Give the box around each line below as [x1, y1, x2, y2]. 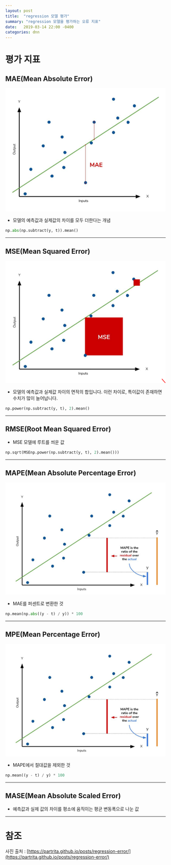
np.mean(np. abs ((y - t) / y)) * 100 [5, 611, 83, 616]
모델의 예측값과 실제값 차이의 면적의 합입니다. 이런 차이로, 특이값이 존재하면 [12, 389, 162, 395]
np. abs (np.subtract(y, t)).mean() [5, 228, 79, 233]
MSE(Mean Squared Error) [5, 247, 91, 256]
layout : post [5, 8, 33, 13]
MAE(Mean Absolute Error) [5, 74, 93, 83]
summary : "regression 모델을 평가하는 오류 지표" [5, 19, 101, 24]
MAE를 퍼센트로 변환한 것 [12, 600, 64, 606]
